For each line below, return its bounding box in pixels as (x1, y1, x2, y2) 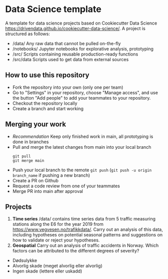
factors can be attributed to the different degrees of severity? (12, 248, 139, 254)
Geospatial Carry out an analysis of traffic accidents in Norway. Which (12, 242, 159, 248)
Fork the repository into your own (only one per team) (12, 84, 124, 90)
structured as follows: (5, 31, 50, 37)
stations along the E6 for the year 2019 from (12, 221, 104, 227)
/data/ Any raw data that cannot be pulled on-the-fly (12, 40, 121, 46)
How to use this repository (5, 71, 90, 80)
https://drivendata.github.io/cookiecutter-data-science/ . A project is (5, 25, 145, 31)
